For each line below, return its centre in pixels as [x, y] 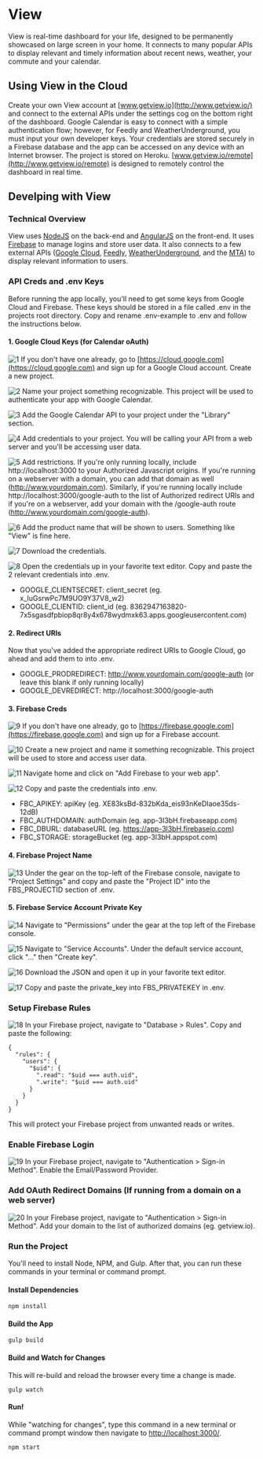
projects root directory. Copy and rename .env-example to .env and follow [128, 315]
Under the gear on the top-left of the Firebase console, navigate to [133, 873]
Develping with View [60, 197]
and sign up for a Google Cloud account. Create [174, 367]
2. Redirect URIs [35, 633]
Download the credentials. [64, 551]
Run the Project [38, 1246]
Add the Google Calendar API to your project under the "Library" [126, 414]
